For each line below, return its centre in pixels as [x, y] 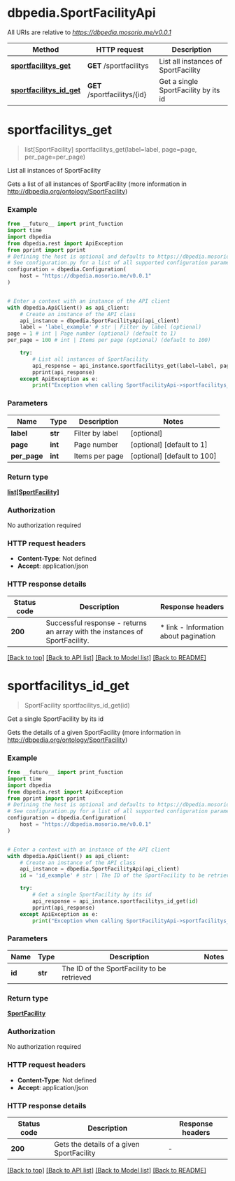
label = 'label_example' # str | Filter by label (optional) [111, 327]
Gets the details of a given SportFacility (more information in [94, 732]
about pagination [187, 636]
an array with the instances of [94, 631]
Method [46, 49]
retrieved [77, 977]
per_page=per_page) [55, 157]
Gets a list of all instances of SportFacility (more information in [97, 184]
